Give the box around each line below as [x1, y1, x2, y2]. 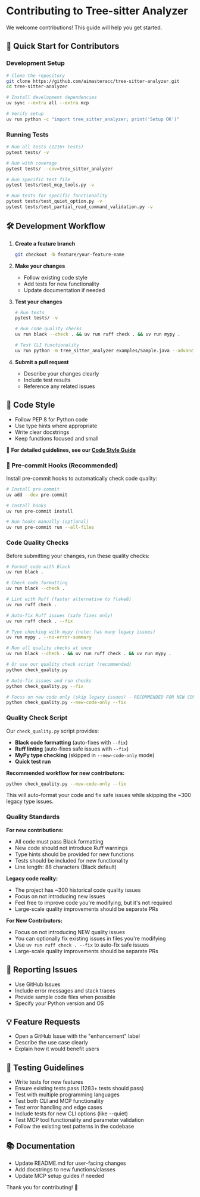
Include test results [23, 376, 71, 383]
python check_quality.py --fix [6, 683, 84, 689]
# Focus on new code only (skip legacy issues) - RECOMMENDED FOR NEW [6, 694, 185, 700]
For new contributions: [6, 826, 64, 833]
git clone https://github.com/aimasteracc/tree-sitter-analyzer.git [6, 78, 180, 84]
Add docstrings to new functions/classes [14, 1165, 116, 1173]
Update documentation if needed [23, 286, 105, 293]
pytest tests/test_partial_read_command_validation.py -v [6, 204, 153, 210]
